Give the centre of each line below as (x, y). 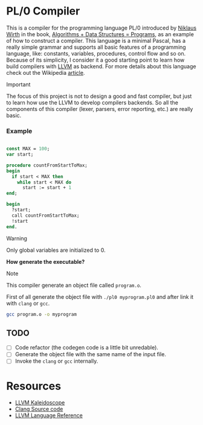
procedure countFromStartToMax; (47, 165)
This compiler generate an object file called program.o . (74, 285)
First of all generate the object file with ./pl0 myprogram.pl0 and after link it (100, 296)
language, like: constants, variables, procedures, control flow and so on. (96, 53)
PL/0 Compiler (43, 11)
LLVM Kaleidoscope (40, 403)
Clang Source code (39, 409)
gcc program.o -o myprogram (42, 314)
